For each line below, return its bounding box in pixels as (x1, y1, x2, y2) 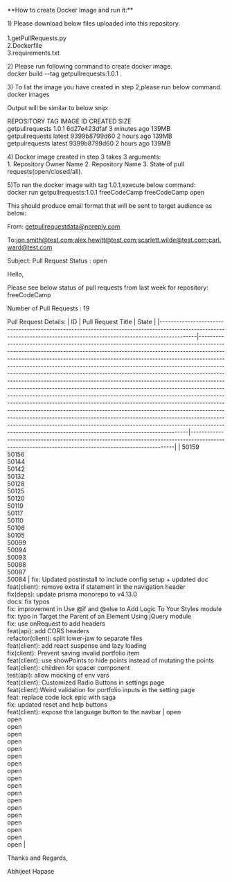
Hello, (7, 270, 24, 278)
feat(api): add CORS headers (7, 627, 90, 635)
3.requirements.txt (7, 48, 60, 57)
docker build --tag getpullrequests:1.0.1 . (7, 69, 123, 78)
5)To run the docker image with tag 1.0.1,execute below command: (7, 181, 196, 189)
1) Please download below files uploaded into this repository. (7, 19, 181, 27)
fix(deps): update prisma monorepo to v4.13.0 (7, 590, 137, 598)
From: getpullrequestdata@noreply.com (7, 222, 121, 231)
